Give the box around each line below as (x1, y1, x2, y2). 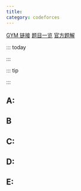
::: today (6, 43, 26, 51)
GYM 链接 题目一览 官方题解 (6, 31, 76, 39)
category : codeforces (6, 14, 60, 20)
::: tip (6, 66, 19, 74)
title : (6, 8, 23, 15)
